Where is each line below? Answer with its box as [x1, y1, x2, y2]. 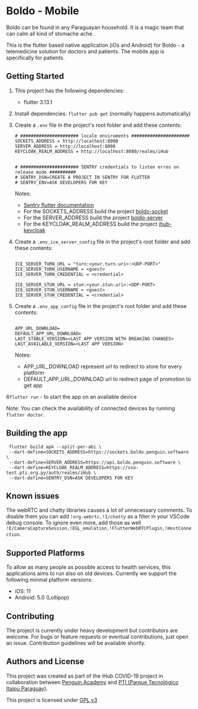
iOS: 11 [14, 588, 31, 595]
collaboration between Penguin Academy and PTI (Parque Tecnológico [6, 678, 179, 685]
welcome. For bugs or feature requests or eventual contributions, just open [6, 633, 189, 640]
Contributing [6, 611, 54, 621]
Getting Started [6, 71, 64, 81]
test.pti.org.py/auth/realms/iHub [6, 470, 92, 476]
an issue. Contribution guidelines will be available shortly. [6, 640, 146, 646]
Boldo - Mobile [6, 4, 80, 18]
